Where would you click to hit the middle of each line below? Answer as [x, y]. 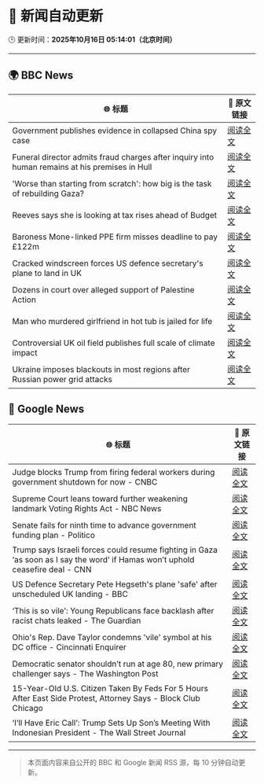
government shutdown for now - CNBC [85, 482]
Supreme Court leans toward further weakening [100, 499]
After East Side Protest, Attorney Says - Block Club [106, 698]
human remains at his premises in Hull [82, 167]
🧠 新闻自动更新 [56, 16]
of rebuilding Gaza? [48, 193]
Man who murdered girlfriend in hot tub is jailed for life [112, 321]
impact [25, 352]
